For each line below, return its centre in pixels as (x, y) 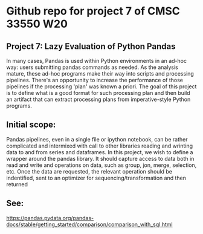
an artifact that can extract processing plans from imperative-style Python (98, 99)
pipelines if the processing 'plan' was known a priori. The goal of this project (101, 86)
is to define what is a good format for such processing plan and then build (98, 93)
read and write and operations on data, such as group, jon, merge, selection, (101, 165)
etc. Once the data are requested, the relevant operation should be (89, 171)
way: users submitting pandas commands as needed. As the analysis (92, 67)
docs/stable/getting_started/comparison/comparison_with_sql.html (90, 224)
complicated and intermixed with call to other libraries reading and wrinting (100, 146)
